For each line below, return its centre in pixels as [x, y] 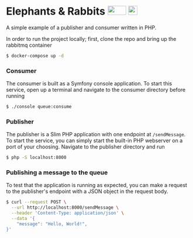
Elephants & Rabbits [56, 11]
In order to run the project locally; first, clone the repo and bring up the [91, 39]
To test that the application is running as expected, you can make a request [96, 185]
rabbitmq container [29, 45]
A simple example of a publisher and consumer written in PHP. [81, 27]
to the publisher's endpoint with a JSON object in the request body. [87, 191]
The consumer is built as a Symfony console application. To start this [89, 84]
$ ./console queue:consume [39, 107]
